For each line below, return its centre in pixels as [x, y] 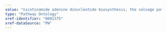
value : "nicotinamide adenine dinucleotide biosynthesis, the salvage [80, 9]
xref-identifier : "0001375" [34, 18]
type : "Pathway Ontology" [32, 14]
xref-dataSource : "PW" [29, 23]
